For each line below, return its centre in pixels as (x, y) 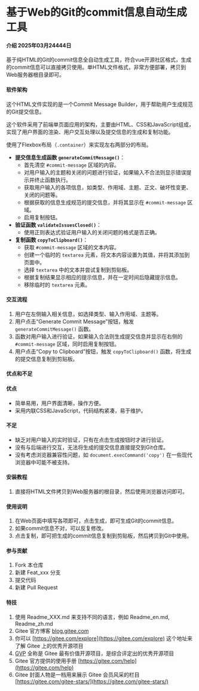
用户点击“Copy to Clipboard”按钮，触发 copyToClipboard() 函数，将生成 (103, 351)
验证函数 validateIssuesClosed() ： (58, 225)
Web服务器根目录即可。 (35, 75)
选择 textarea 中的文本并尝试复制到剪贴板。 (78, 270)
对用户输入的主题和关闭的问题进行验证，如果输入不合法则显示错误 (105, 172)
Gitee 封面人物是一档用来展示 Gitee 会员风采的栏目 (77, 674)
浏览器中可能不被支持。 (44, 462)
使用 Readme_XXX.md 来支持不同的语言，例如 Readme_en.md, (92, 617)
